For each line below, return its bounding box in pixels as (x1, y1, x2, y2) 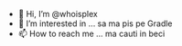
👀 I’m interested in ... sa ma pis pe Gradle (17, 18, 173, 29)
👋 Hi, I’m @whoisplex (17, 9, 98, 19)
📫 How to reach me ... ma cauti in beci (17, 28, 166, 39)
